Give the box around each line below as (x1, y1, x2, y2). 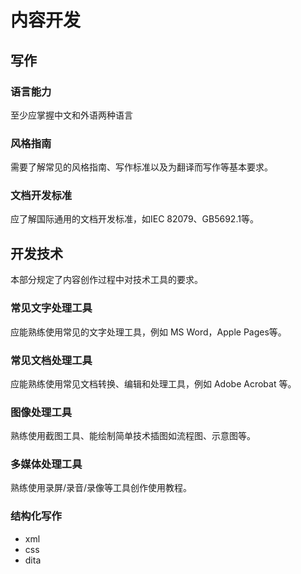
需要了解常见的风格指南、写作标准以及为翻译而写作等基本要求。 (10, 161, 273, 173)
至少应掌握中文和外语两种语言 (10, 109, 133, 121)
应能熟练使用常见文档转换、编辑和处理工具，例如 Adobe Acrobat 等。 (10, 377, 297, 390)
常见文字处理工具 (10, 301, 93, 315)
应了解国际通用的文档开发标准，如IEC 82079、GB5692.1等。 (10, 213, 259, 225)
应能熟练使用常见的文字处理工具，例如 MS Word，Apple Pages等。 (10, 326, 287, 338)
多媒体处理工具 (10, 457, 83, 471)
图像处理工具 (10, 405, 73, 419)
